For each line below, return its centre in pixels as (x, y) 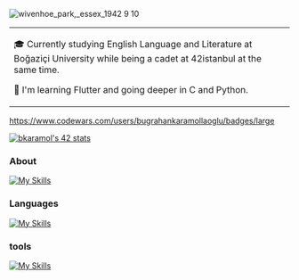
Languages (34, 203)
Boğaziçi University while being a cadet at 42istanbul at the (138, 58)
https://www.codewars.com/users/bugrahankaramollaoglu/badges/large (142, 121)
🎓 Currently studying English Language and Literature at (133, 44)
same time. (36, 70)
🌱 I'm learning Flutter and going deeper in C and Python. (131, 90)
